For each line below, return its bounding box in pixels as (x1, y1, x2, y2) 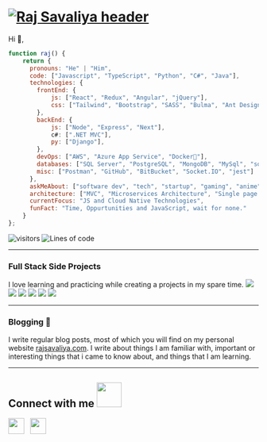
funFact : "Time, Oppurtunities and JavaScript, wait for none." (29, 205, 247, 213)
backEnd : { (37, 116, 73, 124)
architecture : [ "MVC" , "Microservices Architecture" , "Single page (29, 190, 258, 198)
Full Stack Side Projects (8, 260, 102, 271)
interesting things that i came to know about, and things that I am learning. (8, 352, 252, 361)
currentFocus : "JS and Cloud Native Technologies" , (29, 197, 204, 206)
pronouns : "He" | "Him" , (29, 64, 112, 72)
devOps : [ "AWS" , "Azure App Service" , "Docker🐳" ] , (37, 153, 208, 161)
